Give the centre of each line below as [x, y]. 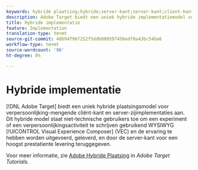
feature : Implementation [37, 28]
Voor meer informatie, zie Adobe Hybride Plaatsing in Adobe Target [88, 155]
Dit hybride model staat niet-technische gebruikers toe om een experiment [97, 119]
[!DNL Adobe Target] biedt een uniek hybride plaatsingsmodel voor [88, 106]
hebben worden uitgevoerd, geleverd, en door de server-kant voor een [92, 138]
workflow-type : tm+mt [33, 45]
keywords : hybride [29, 12]
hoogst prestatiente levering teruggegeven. [59, 144]
